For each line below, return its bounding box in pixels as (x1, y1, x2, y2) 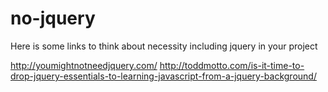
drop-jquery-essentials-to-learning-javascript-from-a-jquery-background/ (10, 70, 317, 82)
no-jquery (10, 7, 96, 30)
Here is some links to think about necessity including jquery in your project (10, 40, 318, 52)
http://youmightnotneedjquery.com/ (10, 59, 158, 71)
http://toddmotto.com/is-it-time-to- (159, 59, 305, 71)
